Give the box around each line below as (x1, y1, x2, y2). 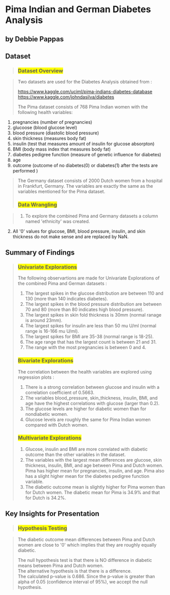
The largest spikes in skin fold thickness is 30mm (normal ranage (25, 312, 161, 318)
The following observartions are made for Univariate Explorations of (17, 275, 160, 281)
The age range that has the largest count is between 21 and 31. (25, 339, 157, 345)
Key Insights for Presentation (5, 509, 100, 518)
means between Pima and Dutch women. (17, 562, 104, 569)
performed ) (12, 168, 38, 174)
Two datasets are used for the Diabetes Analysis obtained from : (17, 79, 152, 85)
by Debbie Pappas (5, 35, 64, 43)
